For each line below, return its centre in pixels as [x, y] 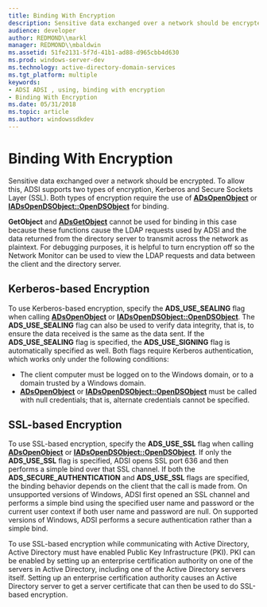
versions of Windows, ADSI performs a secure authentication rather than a [130, 520]
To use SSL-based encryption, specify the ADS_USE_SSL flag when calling [131, 444]
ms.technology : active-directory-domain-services [92, 68]
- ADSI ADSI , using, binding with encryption [87, 90]
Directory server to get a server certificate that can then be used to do [123, 586]
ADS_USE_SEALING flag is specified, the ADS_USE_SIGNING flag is [119, 342]
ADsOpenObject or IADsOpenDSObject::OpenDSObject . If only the [120, 452]
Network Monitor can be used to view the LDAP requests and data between [132, 255]
